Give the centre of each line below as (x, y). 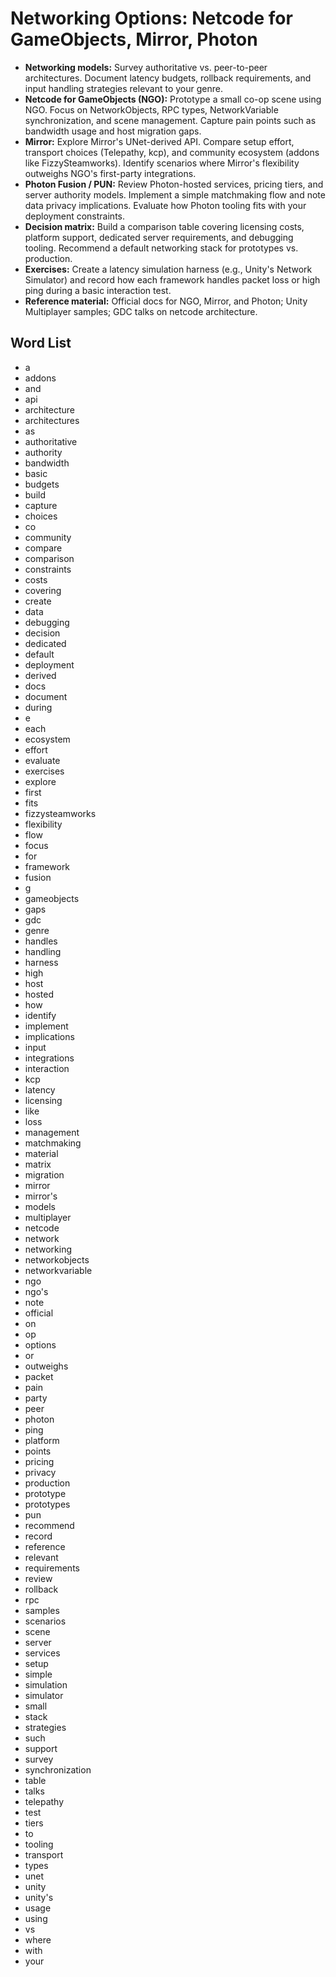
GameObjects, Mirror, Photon (134, 39)
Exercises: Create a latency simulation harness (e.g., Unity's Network (168, 269)
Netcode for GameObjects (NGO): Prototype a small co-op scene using (173, 99)
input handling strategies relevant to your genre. (123, 88)
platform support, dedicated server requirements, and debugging (159, 237)
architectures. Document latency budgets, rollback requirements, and (168, 78)
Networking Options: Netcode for (151, 18)
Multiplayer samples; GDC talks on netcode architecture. (141, 311)
